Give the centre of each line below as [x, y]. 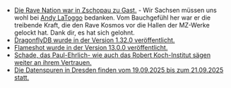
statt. [22, 77]
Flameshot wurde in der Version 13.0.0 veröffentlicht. [91, 48]
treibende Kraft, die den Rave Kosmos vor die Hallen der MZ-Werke [112, 25]
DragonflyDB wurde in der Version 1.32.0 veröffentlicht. [94, 40]
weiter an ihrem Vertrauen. [53, 62]
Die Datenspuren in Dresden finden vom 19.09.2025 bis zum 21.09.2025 [119, 70]
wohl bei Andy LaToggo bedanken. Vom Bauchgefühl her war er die [112, 18]
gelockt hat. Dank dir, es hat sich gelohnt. [75, 32]
